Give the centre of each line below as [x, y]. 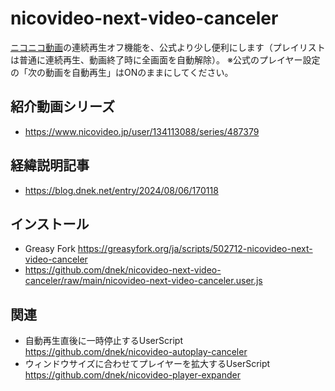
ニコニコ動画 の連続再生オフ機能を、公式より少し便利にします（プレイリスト [168, 47]
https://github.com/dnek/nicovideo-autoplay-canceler [136, 352]
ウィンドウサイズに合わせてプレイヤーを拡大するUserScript [147, 364]
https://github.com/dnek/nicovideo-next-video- [123, 270]
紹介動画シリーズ [62, 107]
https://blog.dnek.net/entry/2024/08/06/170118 [121, 190]
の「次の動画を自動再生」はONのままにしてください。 [122, 72]
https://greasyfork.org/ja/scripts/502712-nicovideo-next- [195, 249]
